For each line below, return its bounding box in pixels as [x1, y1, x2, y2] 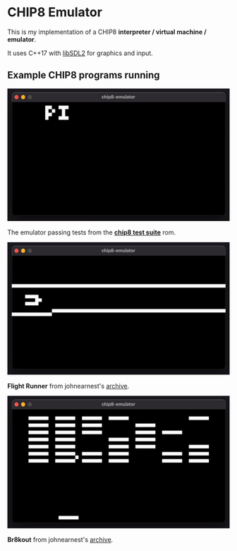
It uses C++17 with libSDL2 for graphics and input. [7, 49, 153, 57]
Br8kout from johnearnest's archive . [7, 535, 114, 544]
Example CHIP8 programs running [7, 69, 160, 81]
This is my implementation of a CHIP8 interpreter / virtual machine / [7, 28, 207, 36]
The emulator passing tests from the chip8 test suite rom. [7, 227, 176, 237]
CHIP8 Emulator [7, 4, 102, 20]
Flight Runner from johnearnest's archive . [7, 381, 130, 390]
